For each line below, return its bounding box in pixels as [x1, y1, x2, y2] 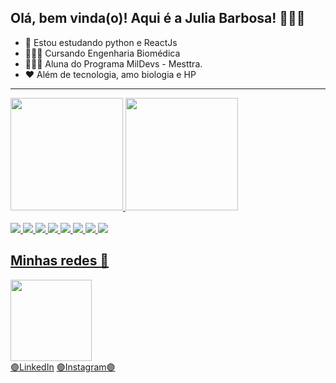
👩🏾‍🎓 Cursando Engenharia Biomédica [24, 47, 181, 59]
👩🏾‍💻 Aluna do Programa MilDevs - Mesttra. [24, 57, 203, 70]
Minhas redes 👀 [10, 252, 110, 270]
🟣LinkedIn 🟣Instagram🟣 [10, 361, 116, 373]
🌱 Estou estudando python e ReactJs [24, 36, 178, 48]
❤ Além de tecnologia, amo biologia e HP [24, 68, 197, 80]
